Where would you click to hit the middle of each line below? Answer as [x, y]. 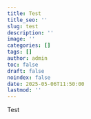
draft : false [26, 71]
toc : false [23, 65]
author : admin [28, 58]
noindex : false [29, 77]
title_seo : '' [28, 20]
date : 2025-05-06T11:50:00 [46, 84]
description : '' [30, 33]
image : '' [21, 39]
